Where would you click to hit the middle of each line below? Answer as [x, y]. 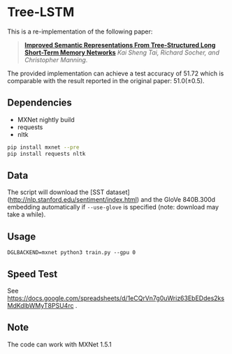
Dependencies [39, 103]
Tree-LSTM [41, 12]
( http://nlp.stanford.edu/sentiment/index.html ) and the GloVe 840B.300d [111, 200]
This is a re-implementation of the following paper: [80, 31]
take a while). [27, 214]
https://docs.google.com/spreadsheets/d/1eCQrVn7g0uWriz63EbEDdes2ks [116, 298]
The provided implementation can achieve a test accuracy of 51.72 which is [116, 73]
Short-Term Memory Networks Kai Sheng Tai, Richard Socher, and [122, 52]
